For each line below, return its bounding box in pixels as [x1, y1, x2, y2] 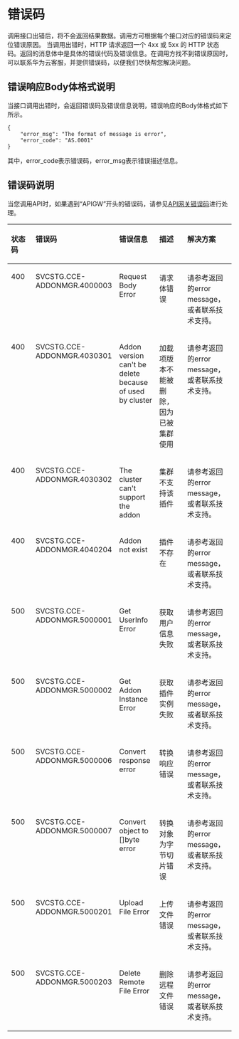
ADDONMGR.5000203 [35, 976, 112, 986]
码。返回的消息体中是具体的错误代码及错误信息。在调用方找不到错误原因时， [7, 49, 232, 58]
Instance [119, 694, 148, 704]
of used [119, 386, 145, 396]
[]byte [119, 834, 140, 844]
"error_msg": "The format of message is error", [20, 130, 167, 137]
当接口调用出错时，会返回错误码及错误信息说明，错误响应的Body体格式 [7, 101, 216, 110]
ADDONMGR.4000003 [35, 280, 112, 290]
